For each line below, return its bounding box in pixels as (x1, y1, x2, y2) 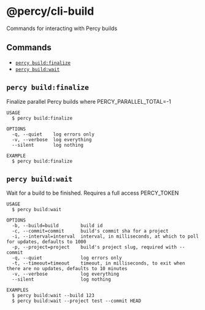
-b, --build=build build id (12, 223, 103, 229)
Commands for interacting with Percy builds (6, 25, 118, 32)
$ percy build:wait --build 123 (12, 293, 95, 299)
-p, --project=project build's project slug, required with (12, 244, 177, 250)
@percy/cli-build (6, 4, 95, 18)
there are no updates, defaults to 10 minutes (6, 266, 128, 272)
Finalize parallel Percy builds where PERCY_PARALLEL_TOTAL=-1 (6, 98, 172, 105)
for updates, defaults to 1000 (6, 239, 87, 245)
